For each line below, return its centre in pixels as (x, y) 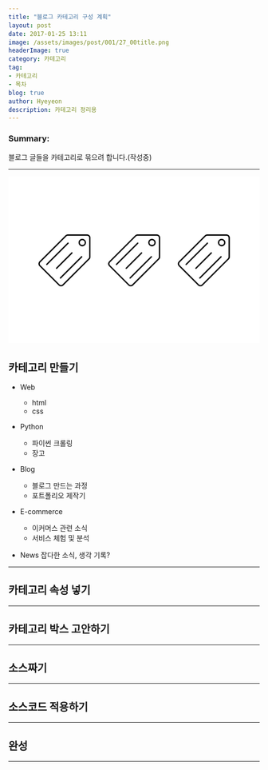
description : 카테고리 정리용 (53, 110)
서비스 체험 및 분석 (61, 538)
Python (32, 426)
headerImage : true (39, 51)
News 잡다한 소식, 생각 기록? (65, 555)
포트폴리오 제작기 (59, 495)
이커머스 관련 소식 (59, 528)
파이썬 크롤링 (52, 443)
